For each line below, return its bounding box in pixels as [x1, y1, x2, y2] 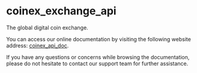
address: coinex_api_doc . [6, 42, 69, 49]
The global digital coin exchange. [6, 24, 88, 31]
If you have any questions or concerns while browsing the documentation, [6, 53, 190, 60]
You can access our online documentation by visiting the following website [6, 35, 191, 42]
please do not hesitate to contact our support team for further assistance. [6, 60, 189, 67]
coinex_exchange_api [6, 4, 117, 18]
